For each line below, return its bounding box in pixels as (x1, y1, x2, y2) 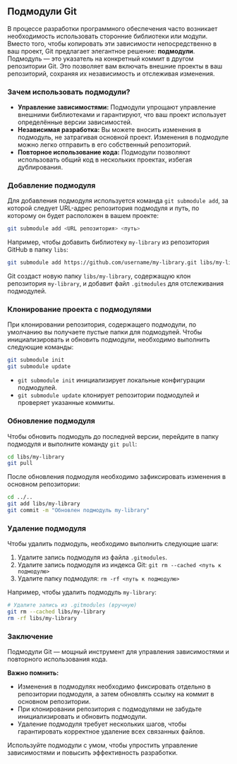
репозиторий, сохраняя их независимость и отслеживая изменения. (7, 69, 215, 78)
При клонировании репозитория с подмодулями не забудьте (17, 705, 202, 713)
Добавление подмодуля (7, 181, 96, 190)
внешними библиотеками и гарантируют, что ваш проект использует (17, 111, 227, 119)
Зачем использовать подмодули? (7, 87, 130, 97)
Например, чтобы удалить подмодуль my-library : (7, 588, 157, 597)
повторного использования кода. (7, 655, 108, 664)
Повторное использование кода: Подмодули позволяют (17, 148, 190, 157)
